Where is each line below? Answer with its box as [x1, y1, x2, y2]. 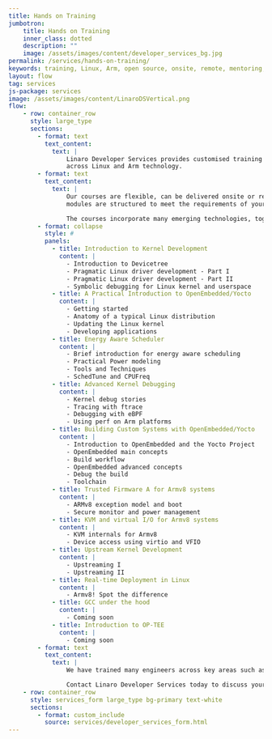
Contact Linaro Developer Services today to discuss [66, 681, 249, 689]
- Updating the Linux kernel [66, 320, 164, 328]
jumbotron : [8, 19, 45, 28]
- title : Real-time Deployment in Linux [51, 575, 190, 584]
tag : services [8, 79, 57, 87]
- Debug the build [66, 470, 129, 478]
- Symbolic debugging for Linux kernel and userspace [66, 282, 252, 291]
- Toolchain [66, 478, 107, 486]
